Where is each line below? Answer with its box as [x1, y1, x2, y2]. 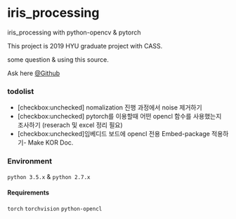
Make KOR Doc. [27, 138, 74, 147]
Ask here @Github [7, 69, 60, 77]
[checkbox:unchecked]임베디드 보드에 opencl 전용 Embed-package [17, 130, 211, 138]
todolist [7, 86, 34, 96]
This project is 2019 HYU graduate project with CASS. [7, 41, 163, 50]
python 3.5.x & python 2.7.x [7, 172, 91, 180]
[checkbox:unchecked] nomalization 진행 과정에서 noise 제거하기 [17, 103, 202, 112]
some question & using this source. [7, 55, 109, 64]
